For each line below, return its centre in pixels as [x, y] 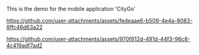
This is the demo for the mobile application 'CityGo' [71, 9]
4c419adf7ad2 [24, 46]
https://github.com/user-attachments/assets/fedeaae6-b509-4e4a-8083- [99, 20]
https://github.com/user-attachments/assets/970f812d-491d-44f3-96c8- [98, 39]
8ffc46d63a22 [24, 27]
